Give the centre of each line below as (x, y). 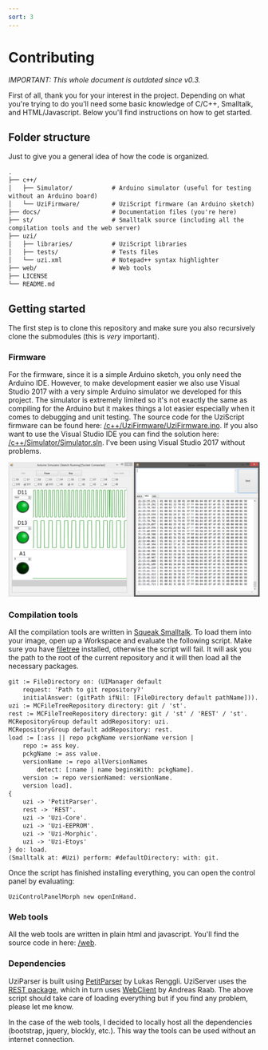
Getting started (47, 309)
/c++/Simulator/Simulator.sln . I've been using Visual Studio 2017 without (127, 443)
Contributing (51, 57)
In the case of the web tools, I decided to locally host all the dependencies (130, 1022)
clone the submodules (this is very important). (84, 337)
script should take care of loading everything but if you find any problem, (128, 998)
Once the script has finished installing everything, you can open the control (132, 873)
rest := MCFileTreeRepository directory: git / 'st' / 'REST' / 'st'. (128, 714)
